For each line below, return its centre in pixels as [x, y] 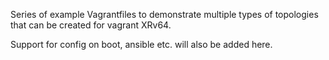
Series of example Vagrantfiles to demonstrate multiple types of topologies [164, 14]
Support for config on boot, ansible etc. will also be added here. [141, 44]
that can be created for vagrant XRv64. [91, 25]
